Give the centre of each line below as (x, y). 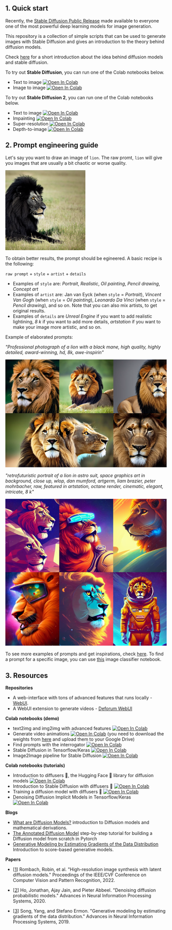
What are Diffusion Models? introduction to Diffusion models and (81, 823)
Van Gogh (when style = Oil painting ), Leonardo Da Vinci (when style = (89, 300)
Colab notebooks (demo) (32, 719)
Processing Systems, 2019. (41, 922)
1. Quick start (27, 8)
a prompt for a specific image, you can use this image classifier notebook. (83, 659)
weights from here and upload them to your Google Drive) (73, 739)
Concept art (25, 289)
